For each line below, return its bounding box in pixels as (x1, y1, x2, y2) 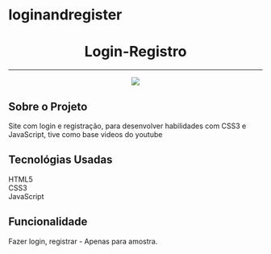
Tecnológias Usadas (8, 153, 113, 167)
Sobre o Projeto (8, 99, 88, 114)
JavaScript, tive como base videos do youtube (8, 129, 163, 139)
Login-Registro (84, 43, 187, 61)
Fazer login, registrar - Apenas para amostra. (8, 236, 158, 246)
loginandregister (8, 6, 123, 24)
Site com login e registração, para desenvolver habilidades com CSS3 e (8, 121, 247, 131)
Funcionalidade (8, 215, 88, 229)
